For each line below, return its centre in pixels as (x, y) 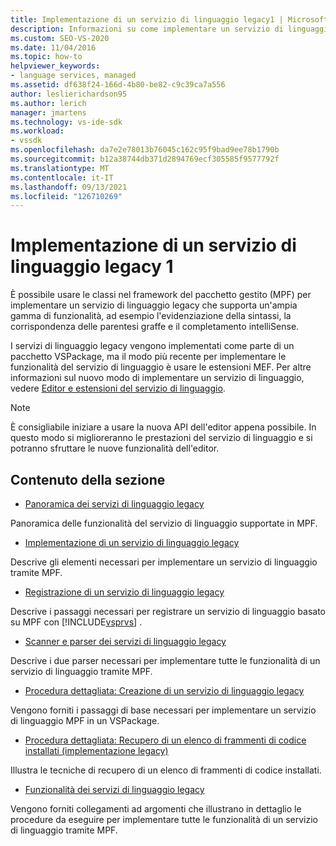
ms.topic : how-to (46, 57)
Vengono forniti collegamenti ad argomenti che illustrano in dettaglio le (156, 809)
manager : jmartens (48, 112)
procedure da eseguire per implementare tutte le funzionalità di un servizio (164, 819)
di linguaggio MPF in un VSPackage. (85, 720)
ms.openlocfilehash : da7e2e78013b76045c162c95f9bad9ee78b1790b (145, 150)
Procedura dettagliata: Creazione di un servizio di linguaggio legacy (164, 690)
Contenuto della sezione (88, 479)
